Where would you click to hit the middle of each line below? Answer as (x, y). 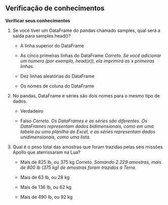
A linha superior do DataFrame (52, 46)
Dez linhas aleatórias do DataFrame (57, 76)
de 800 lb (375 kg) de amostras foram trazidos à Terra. (78, 167)
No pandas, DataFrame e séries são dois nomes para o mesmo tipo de (86, 95)
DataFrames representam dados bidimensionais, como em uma (87, 126)
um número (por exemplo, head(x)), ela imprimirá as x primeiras (87, 61)
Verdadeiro (32, 111)
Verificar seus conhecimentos (38, 20)
